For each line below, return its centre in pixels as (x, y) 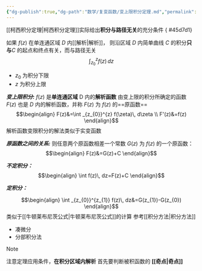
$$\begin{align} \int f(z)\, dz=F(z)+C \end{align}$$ (101, 176)
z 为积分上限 (30, 84)
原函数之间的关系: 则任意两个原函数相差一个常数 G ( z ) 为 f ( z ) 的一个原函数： (100, 144)
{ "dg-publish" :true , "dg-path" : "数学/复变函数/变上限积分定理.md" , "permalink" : (102, 12)
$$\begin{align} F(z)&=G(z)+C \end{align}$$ (101, 154)
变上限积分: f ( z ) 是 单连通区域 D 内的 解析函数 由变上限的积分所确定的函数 (96, 97)
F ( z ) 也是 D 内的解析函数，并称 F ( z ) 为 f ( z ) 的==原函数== (77, 104)
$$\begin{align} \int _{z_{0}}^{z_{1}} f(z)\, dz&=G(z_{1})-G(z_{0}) (101, 200)
